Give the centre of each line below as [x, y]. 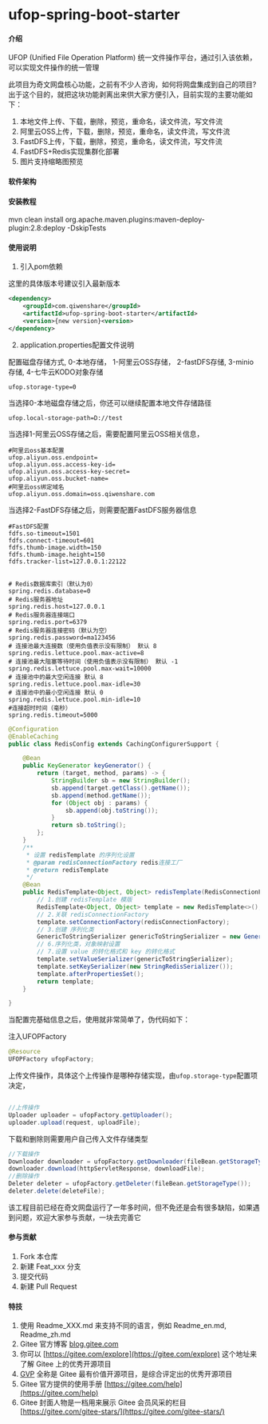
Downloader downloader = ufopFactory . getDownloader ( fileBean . [114, 1162]
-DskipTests [87, 228]
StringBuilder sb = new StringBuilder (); [121, 781]
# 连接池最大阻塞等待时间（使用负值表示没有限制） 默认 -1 [93, 662]
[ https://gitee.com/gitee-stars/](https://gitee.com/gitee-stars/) [122, 1412]
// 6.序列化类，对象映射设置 [79, 944]
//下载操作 [24, 1154]
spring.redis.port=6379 [48, 622]
